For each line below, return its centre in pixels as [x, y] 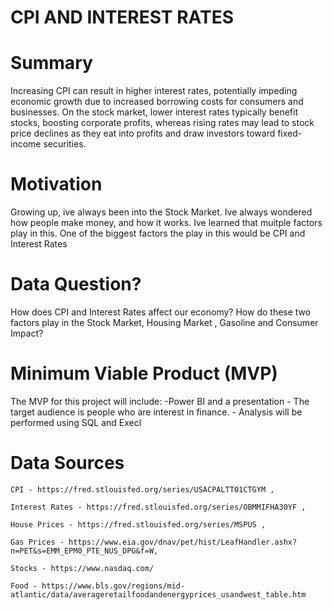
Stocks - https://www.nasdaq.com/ [82, 568]
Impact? [27, 333]
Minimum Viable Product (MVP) [144, 373]
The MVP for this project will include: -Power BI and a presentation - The [160, 401]
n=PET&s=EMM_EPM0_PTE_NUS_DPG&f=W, [84, 551]
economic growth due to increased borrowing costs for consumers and [157, 102]
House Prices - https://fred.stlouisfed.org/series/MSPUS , [138, 524]
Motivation [56, 184]
